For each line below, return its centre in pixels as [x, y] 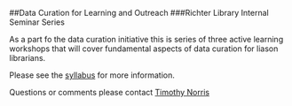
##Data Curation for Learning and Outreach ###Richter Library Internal [139, 13]
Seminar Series [37, 22]
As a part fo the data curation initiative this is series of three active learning [146, 39]
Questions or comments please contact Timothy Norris [110, 92]
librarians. [28, 58]
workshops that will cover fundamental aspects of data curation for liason [144, 49]
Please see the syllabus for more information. [92, 75]
